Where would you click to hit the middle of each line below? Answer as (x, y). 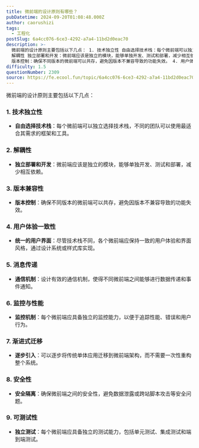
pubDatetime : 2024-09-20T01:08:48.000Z (55, 17)
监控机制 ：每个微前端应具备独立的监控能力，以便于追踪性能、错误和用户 (103, 317)
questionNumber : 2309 (33, 72)
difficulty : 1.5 (26, 67)
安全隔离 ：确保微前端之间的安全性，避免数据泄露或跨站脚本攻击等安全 (100, 394)
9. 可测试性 (22, 418)
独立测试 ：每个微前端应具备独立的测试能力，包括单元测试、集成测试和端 (103, 431)
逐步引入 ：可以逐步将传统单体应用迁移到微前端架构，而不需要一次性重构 (103, 355)
